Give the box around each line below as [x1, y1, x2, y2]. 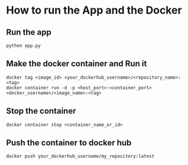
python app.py [6, 43, 41, 48]
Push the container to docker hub [6, 138, 132, 148]
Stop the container [6, 106, 76, 116]
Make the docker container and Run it [6, 59, 147, 69]
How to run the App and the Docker [6, 4, 182, 17]
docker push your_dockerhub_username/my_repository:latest [6, 153, 155, 160]
